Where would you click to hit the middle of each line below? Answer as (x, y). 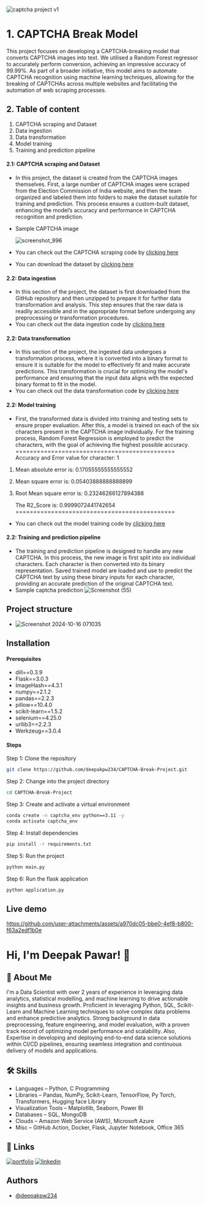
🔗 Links (20, 1147)
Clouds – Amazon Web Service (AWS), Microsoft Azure (84, 1121)
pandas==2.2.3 (35, 698)
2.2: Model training (31, 405)
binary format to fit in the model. (56, 384)
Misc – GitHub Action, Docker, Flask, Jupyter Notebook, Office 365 (99, 1128)
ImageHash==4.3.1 (39, 685)
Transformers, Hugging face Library (60, 1102)
